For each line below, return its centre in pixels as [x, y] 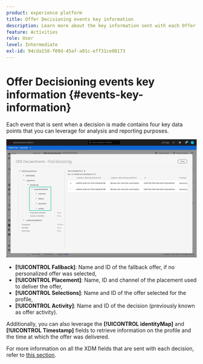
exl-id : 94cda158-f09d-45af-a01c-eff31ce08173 [66, 51]
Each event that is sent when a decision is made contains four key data [95, 124]
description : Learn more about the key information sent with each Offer [101, 25]
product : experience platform [44, 13]
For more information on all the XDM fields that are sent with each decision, [100, 349]
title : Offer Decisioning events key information [70, 19]
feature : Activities [32, 32]
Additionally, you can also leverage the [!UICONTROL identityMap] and [95, 324]
